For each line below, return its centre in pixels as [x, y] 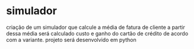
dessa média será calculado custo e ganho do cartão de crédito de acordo [97, 33]
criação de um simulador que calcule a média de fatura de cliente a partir [96, 27]
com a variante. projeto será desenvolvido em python [71, 40]
